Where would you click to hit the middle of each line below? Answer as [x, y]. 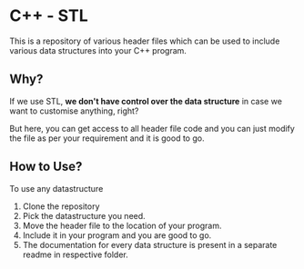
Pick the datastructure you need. [84, 215]
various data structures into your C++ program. [98, 50]
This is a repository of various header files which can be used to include [145, 41]
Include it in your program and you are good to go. [117, 235]
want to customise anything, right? [74, 111]
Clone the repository [61, 206]
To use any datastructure [56, 188]
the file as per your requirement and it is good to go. [107, 138]
